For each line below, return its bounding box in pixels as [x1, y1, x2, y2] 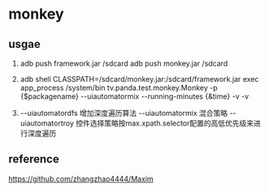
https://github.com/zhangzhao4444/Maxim [8, 173, 154, 183]
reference [8, 152, 59, 166]
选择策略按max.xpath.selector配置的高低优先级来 [89, 118, 254, 128]
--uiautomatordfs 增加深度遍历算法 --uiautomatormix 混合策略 [20, 109, 228, 117]
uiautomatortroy [20, 118, 75, 128]
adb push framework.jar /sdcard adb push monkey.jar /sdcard [20, 58, 228, 68]
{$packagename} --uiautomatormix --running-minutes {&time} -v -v [20, 92, 249, 101]
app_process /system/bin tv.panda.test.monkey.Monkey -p [20, 83, 218, 92]
